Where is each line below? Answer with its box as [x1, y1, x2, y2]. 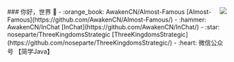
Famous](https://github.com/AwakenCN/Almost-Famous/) [7, 15, 173, 24]
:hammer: [178, 15, 207, 24]
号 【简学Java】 [7, 47, 54, 55]
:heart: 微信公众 [178, 38, 224, 47]
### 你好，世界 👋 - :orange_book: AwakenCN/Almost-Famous [7, 8, 185, 16]
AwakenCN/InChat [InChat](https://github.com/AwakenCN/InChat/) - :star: [7, 23, 220, 31]
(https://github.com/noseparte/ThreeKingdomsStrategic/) [7, 38, 173, 47]
